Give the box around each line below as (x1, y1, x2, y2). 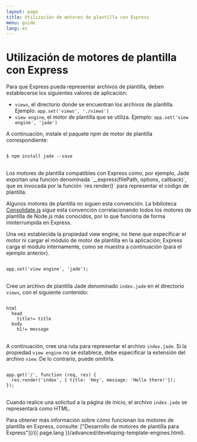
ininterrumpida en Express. (6, 219, 72, 226)
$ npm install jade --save (6, 153, 73, 159)
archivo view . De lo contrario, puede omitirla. (6, 355, 115, 362)
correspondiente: (6, 137, 49, 144)
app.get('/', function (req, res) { (6, 372, 96, 378)
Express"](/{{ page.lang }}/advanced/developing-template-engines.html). (6, 429, 185, 437)
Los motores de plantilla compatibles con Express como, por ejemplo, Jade (6, 170, 189, 177)
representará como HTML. (6, 405, 71, 412)
